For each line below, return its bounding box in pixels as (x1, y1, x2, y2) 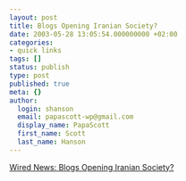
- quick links (9, 46, 63, 55)
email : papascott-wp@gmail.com (17, 112, 134, 121)
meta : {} (9, 87, 42, 96)
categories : (9, 37, 54, 47)
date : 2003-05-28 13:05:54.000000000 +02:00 (9, 29, 178, 38)
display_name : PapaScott (17, 121, 110, 130)
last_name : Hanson (17, 137, 87, 146)
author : (9, 95, 38, 105)
